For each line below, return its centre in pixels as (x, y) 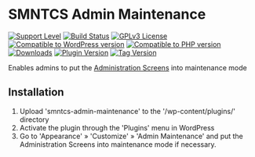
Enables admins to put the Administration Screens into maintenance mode (127, 67)
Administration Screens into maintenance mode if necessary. (118, 144)
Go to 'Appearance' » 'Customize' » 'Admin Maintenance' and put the (131, 136)
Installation (36, 93)
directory (34, 120)
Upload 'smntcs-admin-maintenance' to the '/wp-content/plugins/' (127, 111)
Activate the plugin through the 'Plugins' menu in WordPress (117, 127)
